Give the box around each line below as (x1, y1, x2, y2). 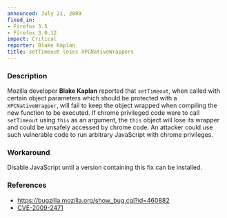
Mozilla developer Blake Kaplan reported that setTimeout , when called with (7, 87, 221, 95)
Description (7, 71, 48, 80)
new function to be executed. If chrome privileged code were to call (7, 109, 200, 117)
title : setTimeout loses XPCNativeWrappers (7, 49, 135, 56)
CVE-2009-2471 (17, 204, 63, 212)
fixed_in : (7, 17, 36, 23)
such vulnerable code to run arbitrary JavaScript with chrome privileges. (7, 131, 214, 139)
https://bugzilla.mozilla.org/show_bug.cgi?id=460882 (17, 196, 170, 204)
